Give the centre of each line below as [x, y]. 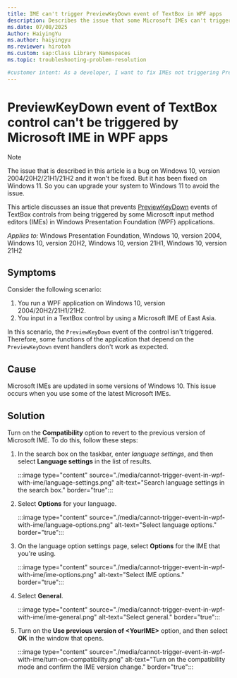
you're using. [37, 553]
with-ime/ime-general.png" [57, 617]
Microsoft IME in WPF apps [88, 137]
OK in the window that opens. [61, 638]
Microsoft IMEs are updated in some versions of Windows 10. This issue [112, 386]
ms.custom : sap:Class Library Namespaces [69, 54]
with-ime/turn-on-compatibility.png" [70, 659]
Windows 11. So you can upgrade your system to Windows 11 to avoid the [114, 186]
